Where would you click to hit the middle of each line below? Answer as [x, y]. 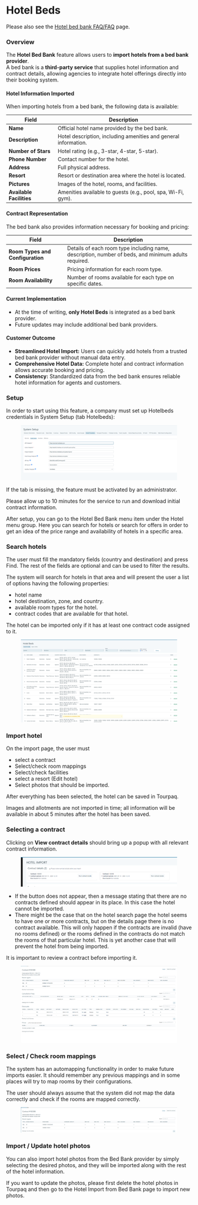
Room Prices [24, 269]
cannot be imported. [39, 908]
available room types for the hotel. [56, 608]
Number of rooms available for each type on [121, 277]
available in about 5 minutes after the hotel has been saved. [78, 814]
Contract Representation [37, 214]
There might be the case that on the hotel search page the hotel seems [101, 915]
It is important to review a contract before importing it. [72, 958]
